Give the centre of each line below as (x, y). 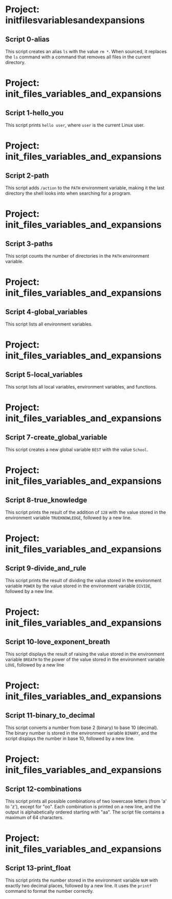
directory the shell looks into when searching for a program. (68, 193)
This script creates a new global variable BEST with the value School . (77, 449)
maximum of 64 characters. (35, 817)
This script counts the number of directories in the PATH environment (77, 256)
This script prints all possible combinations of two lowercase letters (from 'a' (86, 801)
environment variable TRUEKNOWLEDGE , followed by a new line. (69, 518)
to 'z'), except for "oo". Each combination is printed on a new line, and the (83, 807)
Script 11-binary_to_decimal (50, 715)
